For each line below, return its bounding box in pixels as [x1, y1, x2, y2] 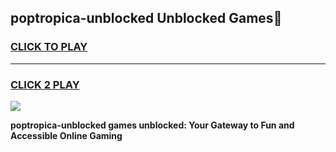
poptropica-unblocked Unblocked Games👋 [10, 10, 283, 27]
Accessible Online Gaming [10, 129, 123, 141]
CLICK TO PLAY [10, 40, 88, 54]
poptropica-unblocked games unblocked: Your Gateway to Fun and [10, 119, 295, 131]
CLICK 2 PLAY [10, 77, 80, 91]
